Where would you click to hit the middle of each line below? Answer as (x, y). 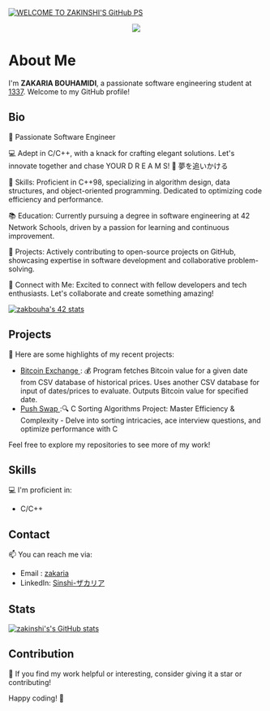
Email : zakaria (44, 574)
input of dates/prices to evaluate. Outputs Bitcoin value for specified (134, 391)
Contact (29, 534)
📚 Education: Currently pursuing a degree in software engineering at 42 (129, 215)
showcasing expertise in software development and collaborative (117, 260)
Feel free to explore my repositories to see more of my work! (109, 444)
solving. (21, 269)
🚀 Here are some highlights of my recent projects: (91, 354)
